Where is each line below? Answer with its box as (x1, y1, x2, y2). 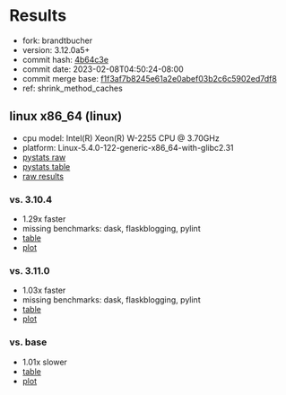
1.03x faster (22, 285, 66, 296)
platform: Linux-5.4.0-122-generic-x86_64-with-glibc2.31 (22, 142, 235, 153)
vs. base (9, 336, 48, 348)
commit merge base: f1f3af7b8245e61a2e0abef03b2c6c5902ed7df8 (22, 73, 278, 83)
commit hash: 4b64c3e (22, 54, 109, 65)
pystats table (22, 161, 71, 171)
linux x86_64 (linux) (9, 109, 123, 124)
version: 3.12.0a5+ (22, 44, 91, 55)
